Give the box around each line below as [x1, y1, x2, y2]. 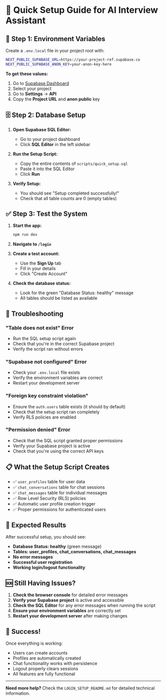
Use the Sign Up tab [20, 260, 62, 266]
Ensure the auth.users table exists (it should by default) [12, 403, 126, 409]
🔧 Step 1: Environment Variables [5, 35, 105, 43]
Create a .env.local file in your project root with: [5, 48, 105, 53]
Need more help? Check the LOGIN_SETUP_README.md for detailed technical [5, 685, 155, 691]
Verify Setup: [12, 180, 41, 187]
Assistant [5, 15, 46, 26]
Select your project [12, 85, 52, 91]
